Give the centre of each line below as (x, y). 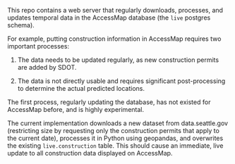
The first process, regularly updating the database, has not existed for (109, 102)
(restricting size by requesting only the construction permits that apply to (114, 131)
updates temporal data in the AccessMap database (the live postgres (109, 18)
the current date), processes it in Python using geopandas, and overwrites (115, 138)
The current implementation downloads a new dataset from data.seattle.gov (117, 123)
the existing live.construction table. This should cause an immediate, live (115, 146)
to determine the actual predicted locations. (81, 88)
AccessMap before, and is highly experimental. (76, 109)
